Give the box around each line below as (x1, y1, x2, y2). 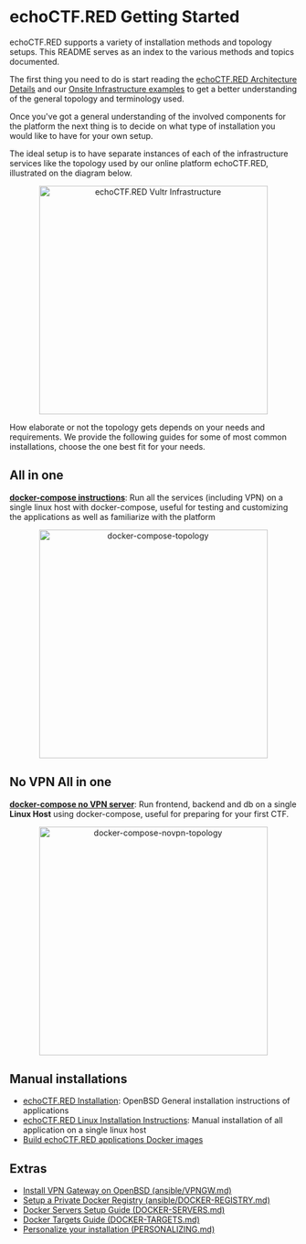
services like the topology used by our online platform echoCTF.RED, (9, 157, 269, 168)
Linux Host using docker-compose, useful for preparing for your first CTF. (9, 808, 290, 819)
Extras (9, 1161, 47, 1176)
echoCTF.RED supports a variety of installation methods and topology (9, 37, 272, 48)
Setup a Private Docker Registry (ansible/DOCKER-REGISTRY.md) (22, 1195, 271, 1206)
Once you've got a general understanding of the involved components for (9, 111, 286, 122)
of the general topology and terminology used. (9, 93, 185, 104)
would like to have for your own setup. (9, 130, 153, 141)
